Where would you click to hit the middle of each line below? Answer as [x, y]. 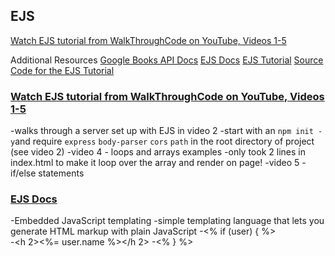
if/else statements [47, 173]
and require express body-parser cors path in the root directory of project [164, 141]
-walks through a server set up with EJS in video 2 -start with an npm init [162, 131]
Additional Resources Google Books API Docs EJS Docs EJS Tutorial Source [167, 60]
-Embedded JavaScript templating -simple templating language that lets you [167, 221]
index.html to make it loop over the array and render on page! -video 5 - [158, 163]
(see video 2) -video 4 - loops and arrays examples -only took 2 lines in [158, 152]
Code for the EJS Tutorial [62, 70]
